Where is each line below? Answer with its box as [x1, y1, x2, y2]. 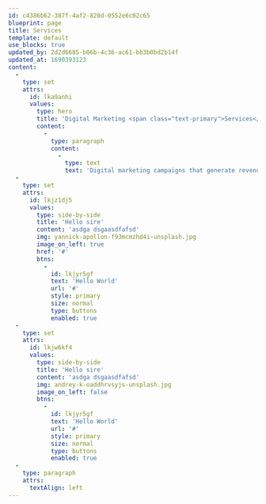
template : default [8, 33, 69, 42]
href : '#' [36, 248, 69, 256]
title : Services [8, 26, 62, 34]
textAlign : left [28, 483, 83, 492]
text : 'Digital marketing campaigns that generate [64, 167, 236, 175]
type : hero [36, 108, 73, 116]
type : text [64, 160, 101, 167]
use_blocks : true [8, 41, 66, 49]
